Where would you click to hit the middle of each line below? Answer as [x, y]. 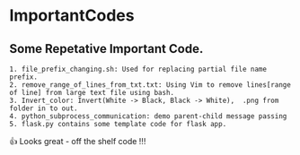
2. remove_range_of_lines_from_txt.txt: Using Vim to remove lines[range [150, 85]
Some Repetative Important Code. [106, 49]
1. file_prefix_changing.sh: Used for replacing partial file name [138, 69]
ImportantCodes [72, 16]
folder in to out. [44, 108]
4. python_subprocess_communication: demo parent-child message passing [148, 116]
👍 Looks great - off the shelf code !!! [78, 141]
